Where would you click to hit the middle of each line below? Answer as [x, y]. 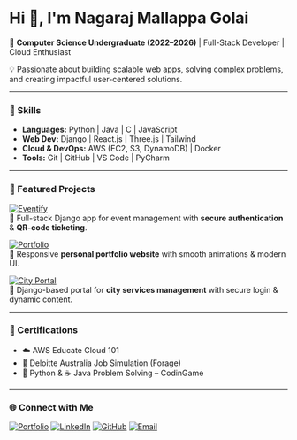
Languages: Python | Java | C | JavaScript [99, 130]
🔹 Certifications [44, 330]
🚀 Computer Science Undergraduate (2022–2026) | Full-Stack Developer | [147, 42]
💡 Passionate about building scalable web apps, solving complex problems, [146, 69]
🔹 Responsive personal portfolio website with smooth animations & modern [148, 254]
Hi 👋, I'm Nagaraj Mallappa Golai [129, 18]
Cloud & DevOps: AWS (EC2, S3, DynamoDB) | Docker [121, 149]
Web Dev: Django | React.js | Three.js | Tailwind [109, 139]
